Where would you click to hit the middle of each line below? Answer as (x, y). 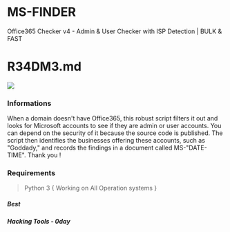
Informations (29, 103)
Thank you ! (44, 155)
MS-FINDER (41, 12)
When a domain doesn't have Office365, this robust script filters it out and (113, 118)
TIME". (17, 155)
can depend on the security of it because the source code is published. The (115, 133)
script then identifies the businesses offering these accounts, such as (106, 141)
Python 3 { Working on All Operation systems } (90, 188)
